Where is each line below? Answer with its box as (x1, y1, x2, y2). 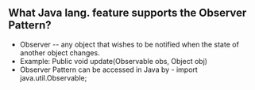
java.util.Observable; (19, 73, 87, 82)
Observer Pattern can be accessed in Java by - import (19, 65, 199, 74)
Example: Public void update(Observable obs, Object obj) (19, 56, 208, 66)
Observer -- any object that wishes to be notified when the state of (19, 39, 240, 49)
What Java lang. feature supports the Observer (8, 6, 247, 20)
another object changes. (19, 47, 101, 58)
